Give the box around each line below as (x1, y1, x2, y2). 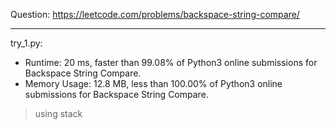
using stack (34, 108, 83, 119)
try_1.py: (10, 37, 43, 49)
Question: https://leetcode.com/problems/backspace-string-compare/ (10, 9, 300, 20)
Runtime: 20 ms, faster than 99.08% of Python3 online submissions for (24, 57, 318, 68)
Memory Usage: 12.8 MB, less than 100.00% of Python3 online (24, 78, 283, 89)
